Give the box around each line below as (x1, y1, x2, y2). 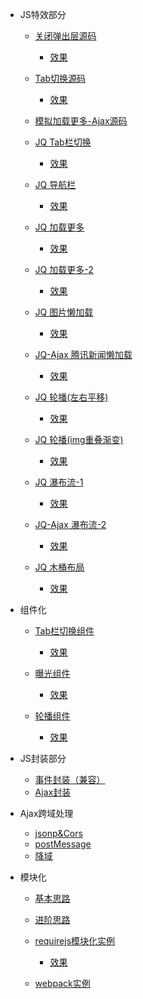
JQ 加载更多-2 (34, 264, 94, 275)
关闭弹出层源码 (34, 30, 97, 42)
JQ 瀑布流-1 (34, 476, 84, 488)
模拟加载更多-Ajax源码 (34, 115, 128, 127)
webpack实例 (34, 978, 91, 989)
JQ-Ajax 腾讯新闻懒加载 (34, 349, 133, 360)
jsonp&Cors (34, 828, 83, 839)
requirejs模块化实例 (34, 935, 116, 947)
